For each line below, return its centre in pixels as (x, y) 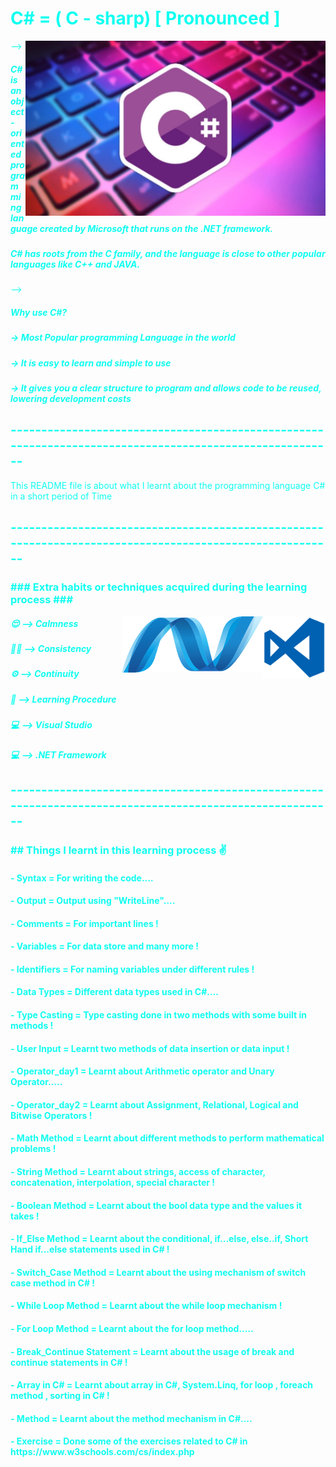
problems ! (33, 1149)
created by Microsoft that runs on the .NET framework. (156, 228)
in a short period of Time (61, 496)
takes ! (25, 1216)
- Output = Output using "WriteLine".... (93, 901)
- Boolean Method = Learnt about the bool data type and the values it (156, 1205)
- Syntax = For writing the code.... (82, 878)
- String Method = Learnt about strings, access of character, (138, 1172)
